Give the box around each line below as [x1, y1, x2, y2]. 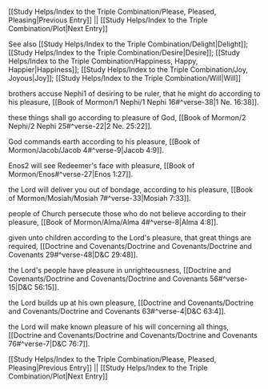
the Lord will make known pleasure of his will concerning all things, [8, 322, 230, 331]
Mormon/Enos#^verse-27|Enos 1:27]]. [8, 170, 134, 178]
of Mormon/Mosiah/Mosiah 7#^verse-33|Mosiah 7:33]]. [8, 194, 192, 203]
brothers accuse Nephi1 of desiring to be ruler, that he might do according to [8, 89, 261, 98]
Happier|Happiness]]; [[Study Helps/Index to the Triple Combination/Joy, [8, 65, 249, 74]
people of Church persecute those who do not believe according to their [8, 209, 246, 219]
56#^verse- [209, 274, 248, 283]
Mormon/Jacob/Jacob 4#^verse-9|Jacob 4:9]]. [8, 146, 164, 154]
